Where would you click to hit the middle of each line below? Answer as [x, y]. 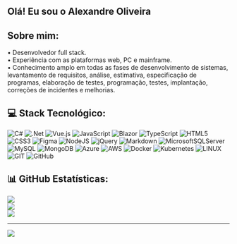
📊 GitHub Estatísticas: [58, 179]
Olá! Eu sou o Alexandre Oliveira [79, 12]
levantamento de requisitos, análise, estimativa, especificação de [102, 75]
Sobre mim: [33, 36]
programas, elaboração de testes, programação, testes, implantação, [108, 83]
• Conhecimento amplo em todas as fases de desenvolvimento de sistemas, [118, 68]
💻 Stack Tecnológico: [56, 113]
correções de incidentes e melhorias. [61, 90]
